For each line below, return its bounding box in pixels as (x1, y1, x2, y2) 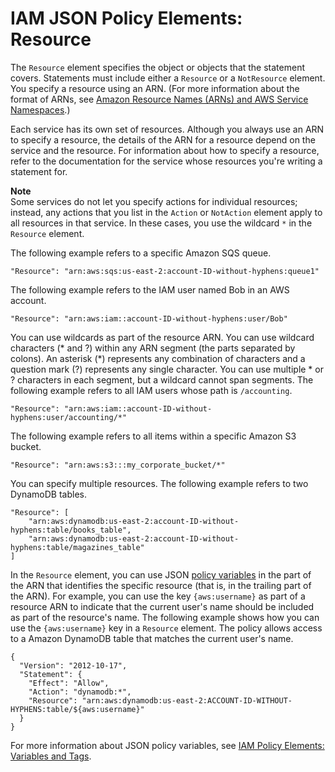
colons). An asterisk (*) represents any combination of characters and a (10, 352, 306, 364)
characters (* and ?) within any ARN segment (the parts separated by (10, 342, 296, 354)
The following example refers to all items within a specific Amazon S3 (10, 430, 297, 442)
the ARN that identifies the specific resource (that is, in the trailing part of (10, 579, 312, 591)
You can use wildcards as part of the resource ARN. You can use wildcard (10, 331, 315, 343)
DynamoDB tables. (10, 488, 88, 500)
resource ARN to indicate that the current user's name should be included (10, 600, 315, 612)
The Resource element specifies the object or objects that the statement (10, 61, 306, 73)
